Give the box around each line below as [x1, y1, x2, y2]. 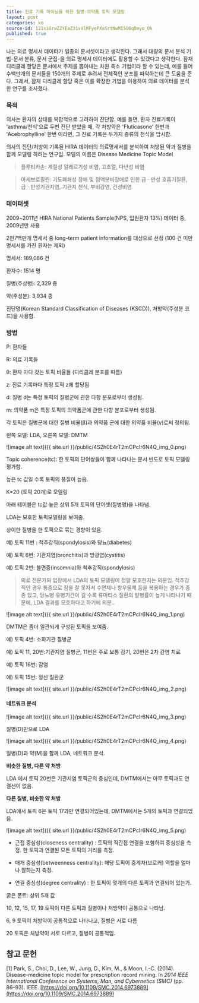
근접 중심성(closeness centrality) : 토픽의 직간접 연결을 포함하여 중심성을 [14, 839, 185, 846]
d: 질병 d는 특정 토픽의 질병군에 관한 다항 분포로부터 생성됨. [6, 394, 144, 401]
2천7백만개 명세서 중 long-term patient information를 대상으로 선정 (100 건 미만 [6, 234, 193, 241]
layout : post [6, 14, 39, 20]
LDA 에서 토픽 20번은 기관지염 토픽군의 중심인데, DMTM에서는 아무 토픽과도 [6, 775, 184, 782]
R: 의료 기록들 [6, 356, 39, 363]
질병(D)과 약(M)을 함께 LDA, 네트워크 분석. [6, 749, 105, 757]
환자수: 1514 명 [6, 267, 41, 274]
